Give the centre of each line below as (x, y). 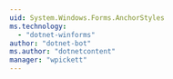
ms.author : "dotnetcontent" (63, 52)
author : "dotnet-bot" (51, 43)
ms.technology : (38, 26)
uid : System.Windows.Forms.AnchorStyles (87, 18)
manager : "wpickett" (49, 60)
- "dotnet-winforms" (56, 35)
